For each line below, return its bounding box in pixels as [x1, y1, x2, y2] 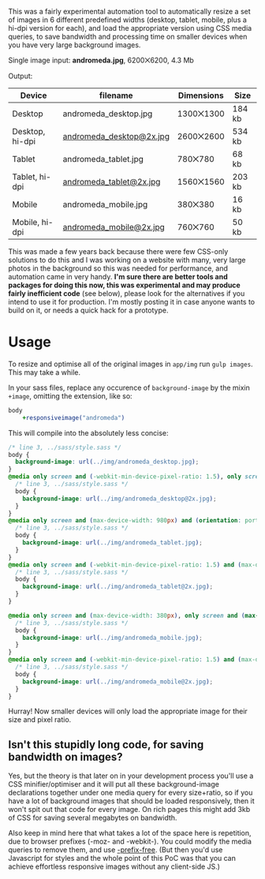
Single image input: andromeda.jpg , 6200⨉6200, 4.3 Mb [8, 55, 195, 65]
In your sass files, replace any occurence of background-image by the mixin [8, 383, 251, 392]
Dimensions [177, 90, 224, 101]
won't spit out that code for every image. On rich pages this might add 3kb [8, 805, 251, 814]
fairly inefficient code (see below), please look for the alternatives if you [8, 289, 245, 298]
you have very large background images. [8, 40, 141, 50]
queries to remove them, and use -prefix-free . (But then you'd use [8, 845, 223, 855]
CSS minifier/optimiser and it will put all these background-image [8, 780, 219, 789]
